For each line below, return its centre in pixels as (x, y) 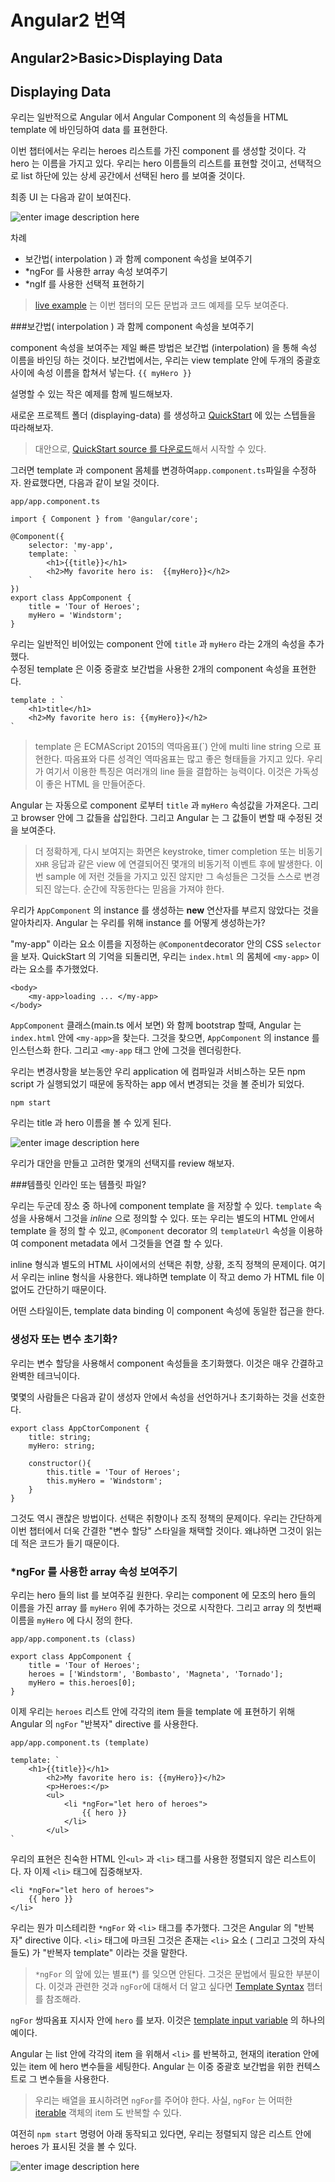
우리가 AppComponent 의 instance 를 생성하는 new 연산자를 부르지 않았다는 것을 (165, 910)
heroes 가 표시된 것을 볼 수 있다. (73, 2146)
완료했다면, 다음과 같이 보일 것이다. (91, 483)
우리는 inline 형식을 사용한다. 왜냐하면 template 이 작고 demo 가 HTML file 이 (172, 1277)
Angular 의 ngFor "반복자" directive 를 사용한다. (104, 1723)
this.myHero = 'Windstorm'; (104, 1481)
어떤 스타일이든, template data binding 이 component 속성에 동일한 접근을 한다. (167, 1311)
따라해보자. (32, 428)
